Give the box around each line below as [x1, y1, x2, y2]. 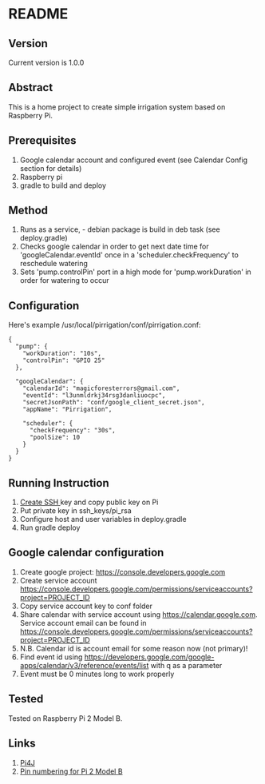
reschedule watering [19, 259, 88, 269]
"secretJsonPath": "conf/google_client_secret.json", [22, 399, 205, 407]
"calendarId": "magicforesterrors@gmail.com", [22, 384, 180, 392]
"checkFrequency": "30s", [29, 427, 116, 435]
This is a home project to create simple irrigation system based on [8, 101, 226, 112]
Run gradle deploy [19, 523, 81, 532]
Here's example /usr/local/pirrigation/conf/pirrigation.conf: [8, 320, 201, 330]
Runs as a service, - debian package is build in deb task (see [19, 225, 221, 234]
